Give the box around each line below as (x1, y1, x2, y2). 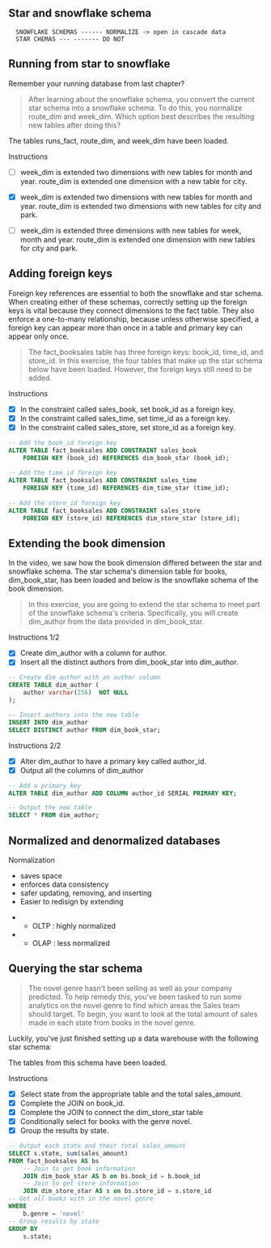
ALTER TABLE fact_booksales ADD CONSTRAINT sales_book (8, 446, 197, 455)
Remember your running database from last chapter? (8, 79, 185, 88)
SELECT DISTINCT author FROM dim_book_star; (8, 725, 161, 734)
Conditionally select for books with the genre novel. (19, 1116, 193, 1126)
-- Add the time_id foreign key (8, 469, 117, 477)
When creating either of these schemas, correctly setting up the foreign (8, 297, 248, 306)
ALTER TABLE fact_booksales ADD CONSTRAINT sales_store (8, 506, 201, 515)
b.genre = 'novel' (23, 1209, 85, 1218)
